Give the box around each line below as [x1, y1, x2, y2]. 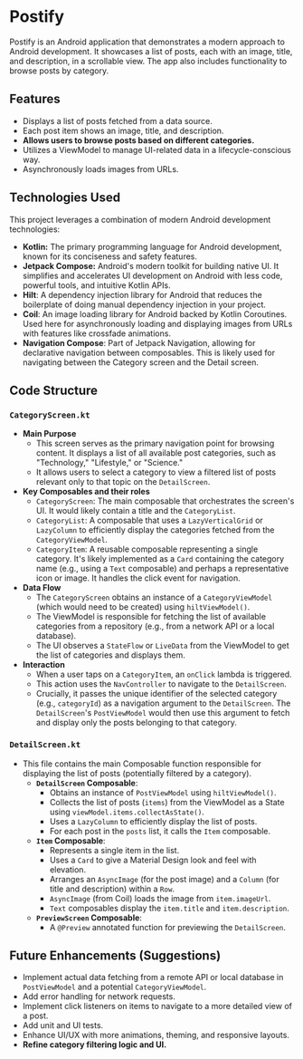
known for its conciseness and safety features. [22, 251, 197, 262]
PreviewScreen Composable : [35, 912, 143, 923]
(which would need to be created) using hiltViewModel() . [35, 602, 251, 612]
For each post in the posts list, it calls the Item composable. [49, 825, 271, 836]
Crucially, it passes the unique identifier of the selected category [35, 688, 278, 699]
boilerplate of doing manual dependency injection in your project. [22, 299, 267, 310]
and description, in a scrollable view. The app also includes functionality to [9, 55, 288, 66]
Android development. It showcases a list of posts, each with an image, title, [9, 45, 293, 56]
